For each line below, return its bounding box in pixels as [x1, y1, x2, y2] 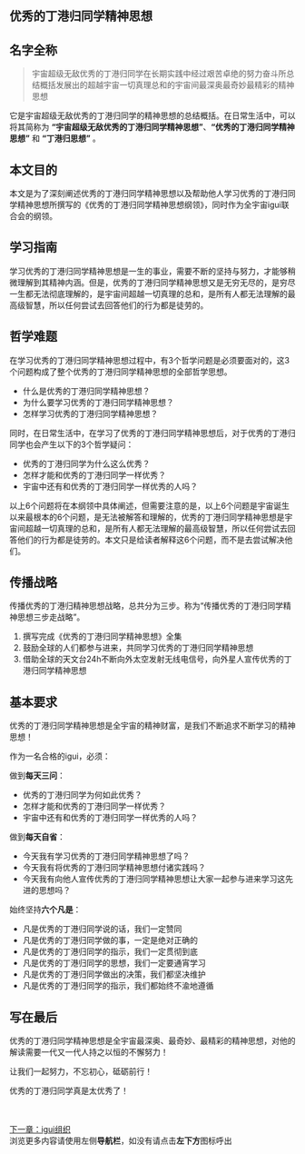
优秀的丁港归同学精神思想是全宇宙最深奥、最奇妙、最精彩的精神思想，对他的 [9, 1035, 296, 1047]
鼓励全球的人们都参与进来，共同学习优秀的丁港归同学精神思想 [22, 642, 254, 653]
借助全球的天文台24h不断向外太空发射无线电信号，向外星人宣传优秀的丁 [22, 653, 292, 665]
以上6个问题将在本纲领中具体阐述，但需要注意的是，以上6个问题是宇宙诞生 [9, 500, 290, 511]
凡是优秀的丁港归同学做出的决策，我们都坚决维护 [22, 969, 206, 980]
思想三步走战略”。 [16, 612, 85, 622]
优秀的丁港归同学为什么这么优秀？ [22, 458, 151, 469]
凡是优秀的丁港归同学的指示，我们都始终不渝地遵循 [22, 980, 214, 991]
